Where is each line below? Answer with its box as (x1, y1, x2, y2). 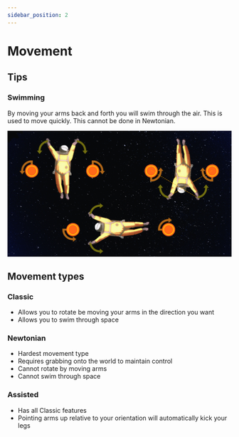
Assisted (7, 390, 39, 400)
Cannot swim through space (17, 372, 101, 381)
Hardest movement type (17, 349, 89, 358)
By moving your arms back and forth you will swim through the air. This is (7, 109, 223, 117)
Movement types (7, 270, 85, 283)
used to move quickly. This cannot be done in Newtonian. (7, 116, 176, 125)
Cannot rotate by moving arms (17, 364, 107, 373)
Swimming (7, 93, 45, 102)
